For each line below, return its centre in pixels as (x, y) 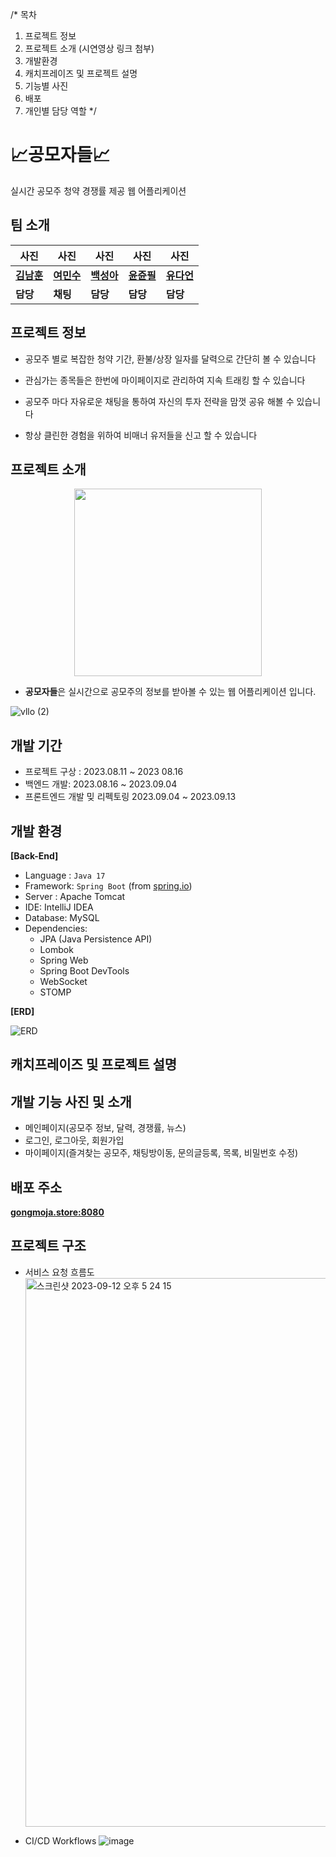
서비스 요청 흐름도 (59, 1272)
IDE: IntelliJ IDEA (59, 907)
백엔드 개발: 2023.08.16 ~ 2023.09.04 (101, 784)
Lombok (56, 949)
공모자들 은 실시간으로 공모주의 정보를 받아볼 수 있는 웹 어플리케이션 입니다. (170, 692)
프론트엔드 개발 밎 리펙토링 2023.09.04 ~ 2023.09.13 (130, 797)
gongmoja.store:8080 (57, 1212)
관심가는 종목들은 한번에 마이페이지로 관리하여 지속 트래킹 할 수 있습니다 (165, 380)
